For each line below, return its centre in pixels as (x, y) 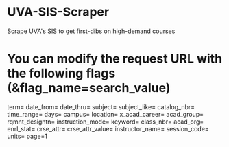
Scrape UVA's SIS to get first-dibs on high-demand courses (91, 31)
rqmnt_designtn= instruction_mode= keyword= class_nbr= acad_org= (106, 122)
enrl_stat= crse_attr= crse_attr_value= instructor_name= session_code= (108, 128)
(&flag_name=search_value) (89, 88)
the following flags (61, 73)
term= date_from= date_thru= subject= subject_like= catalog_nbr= (101, 106)
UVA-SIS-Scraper (58, 12)
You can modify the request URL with (115, 59)
